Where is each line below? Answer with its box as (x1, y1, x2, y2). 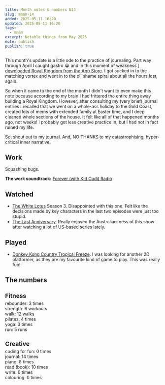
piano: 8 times (5, 358, 34, 364)
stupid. (12, 213, 27, 219)
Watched (5, 190, 33, 198)
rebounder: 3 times (5, 300, 44, 306)
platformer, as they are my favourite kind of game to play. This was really (12, 257, 160, 263)
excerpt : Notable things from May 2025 (5, 35, 87, 40)
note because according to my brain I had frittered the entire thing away (5, 93, 151, 99)
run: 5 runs (5, 326, 28, 332)
